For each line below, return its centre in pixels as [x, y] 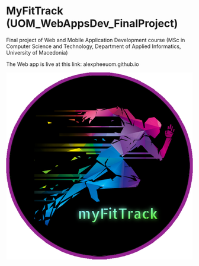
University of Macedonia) [37, 52]
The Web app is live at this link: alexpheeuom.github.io [73, 64]
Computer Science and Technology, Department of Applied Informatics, [94, 46]
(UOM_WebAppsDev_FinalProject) [92, 23]
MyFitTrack [35, 11]
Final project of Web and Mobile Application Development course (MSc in [96, 40]
